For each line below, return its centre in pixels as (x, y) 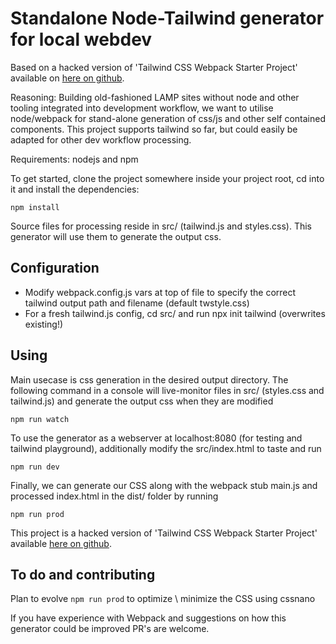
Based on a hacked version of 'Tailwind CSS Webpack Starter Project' (154, 67)
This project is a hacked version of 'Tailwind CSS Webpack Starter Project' (164, 533)
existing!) (44, 324)
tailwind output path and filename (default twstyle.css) (137, 303)
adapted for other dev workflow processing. (101, 139)
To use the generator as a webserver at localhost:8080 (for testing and (156, 438)
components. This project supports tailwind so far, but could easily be (154, 129)
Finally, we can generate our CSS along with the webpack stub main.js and (164, 485)
